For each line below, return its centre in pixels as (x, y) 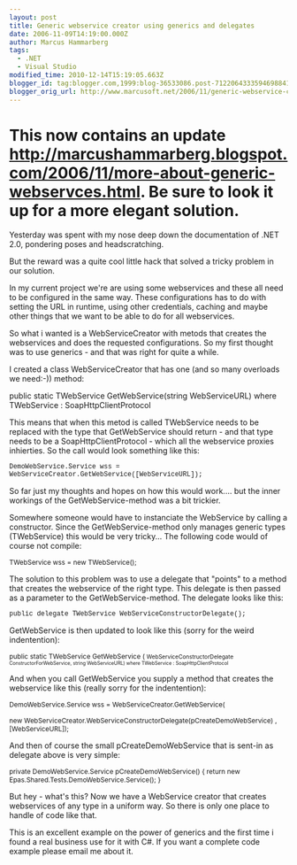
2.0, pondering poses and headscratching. (87, 244)
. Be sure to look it (207, 192)
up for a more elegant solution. (124, 210)
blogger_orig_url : (43, 91)
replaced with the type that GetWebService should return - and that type (141, 432)
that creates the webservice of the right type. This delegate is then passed (145, 589)
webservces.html (75, 192)
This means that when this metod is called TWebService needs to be (134, 422)
